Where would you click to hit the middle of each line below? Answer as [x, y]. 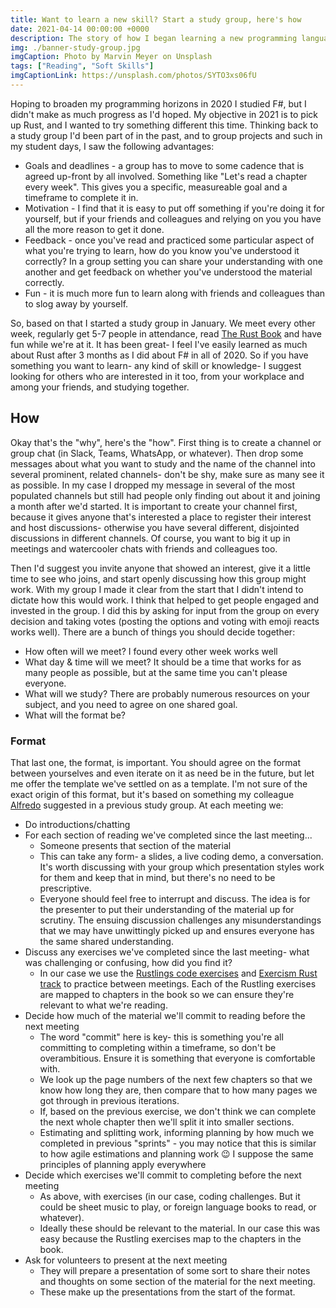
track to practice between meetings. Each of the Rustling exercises [178, 983]
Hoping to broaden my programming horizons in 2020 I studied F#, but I [158, 103]
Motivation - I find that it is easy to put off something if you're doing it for [174, 208]
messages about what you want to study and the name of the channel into [163, 463]
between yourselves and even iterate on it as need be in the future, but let [162, 773]
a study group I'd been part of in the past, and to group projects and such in [166, 135]
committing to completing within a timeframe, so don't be [158, 1047]
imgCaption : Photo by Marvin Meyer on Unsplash [111, 57]
